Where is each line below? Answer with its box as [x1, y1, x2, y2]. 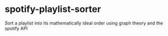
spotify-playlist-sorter [5, 3, 101, 15]
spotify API [5, 25, 28, 31]
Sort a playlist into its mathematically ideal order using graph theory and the [5, 20, 163, 26]
